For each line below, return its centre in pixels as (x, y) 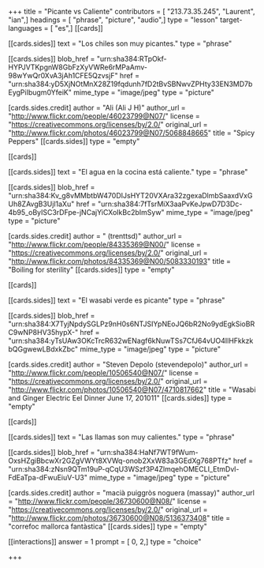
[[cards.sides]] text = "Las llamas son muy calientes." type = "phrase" (121, 437)
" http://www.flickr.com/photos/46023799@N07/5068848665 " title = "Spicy (132, 133)
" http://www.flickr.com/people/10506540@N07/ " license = (104, 373)
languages (25, 28)
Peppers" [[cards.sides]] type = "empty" (74, 141)
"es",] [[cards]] (79, 28)
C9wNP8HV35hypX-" (43, 332)
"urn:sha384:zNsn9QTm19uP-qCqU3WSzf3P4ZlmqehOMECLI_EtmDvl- (124, 469)
